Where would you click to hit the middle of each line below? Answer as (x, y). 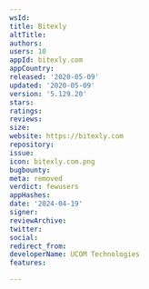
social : (24, 237)
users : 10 (28, 52)
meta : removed (36, 178)
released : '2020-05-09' (55, 77)
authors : (26, 43)
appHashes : (30, 195)
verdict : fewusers (44, 187)
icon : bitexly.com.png (52, 161)
